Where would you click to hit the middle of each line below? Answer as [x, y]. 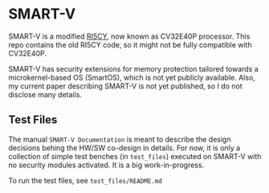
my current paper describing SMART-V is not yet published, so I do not [125, 86]
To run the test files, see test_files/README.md [85, 180]
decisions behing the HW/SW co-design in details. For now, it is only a [124, 148]
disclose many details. [45, 94]
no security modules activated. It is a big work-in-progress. [106, 165]
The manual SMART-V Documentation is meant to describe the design [120, 139]
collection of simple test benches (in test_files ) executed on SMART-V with [135, 156]
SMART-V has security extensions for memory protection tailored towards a [133, 68]
